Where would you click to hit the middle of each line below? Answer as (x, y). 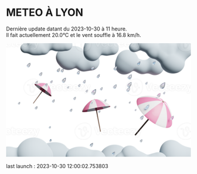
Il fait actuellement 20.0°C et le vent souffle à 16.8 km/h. (74, 35)
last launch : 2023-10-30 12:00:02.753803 (57, 166)
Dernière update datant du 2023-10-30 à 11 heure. (67, 29)
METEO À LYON (45, 13)
